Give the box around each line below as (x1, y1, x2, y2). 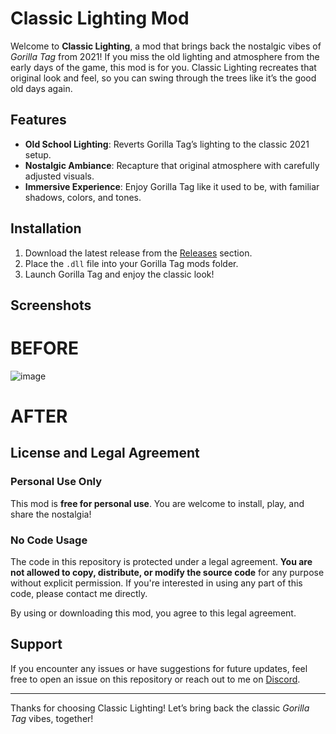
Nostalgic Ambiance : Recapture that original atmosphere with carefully (24, 159, 320, 171)
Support (10, 636, 63, 653)
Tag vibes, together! (10, 712, 94, 724)
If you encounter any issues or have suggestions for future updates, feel (10, 662, 308, 674)
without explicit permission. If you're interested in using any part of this (10, 577, 303, 589)
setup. (24, 148, 52, 161)
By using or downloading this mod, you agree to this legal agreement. (10, 607, 297, 619)
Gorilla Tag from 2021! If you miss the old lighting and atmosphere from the (10, 50, 320, 62)
